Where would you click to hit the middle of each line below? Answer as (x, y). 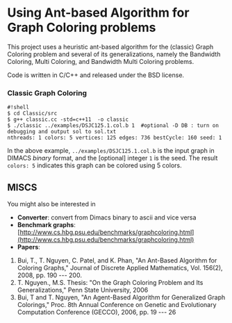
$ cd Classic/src (32, 114)
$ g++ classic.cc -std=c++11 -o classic (68, 119)
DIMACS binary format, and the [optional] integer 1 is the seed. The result (113, 158)
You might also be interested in (51, 204)
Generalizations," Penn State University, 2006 (83, 290)
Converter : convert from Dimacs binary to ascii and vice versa (107, 217)
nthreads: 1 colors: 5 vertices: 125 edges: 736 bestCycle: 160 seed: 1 (115, 138)
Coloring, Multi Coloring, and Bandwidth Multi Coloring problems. (101, 61)
